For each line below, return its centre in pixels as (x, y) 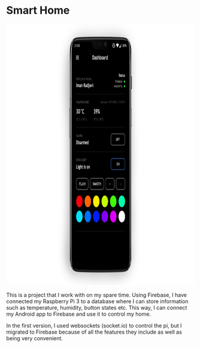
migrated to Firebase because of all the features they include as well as (94, 332)
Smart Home (38, 10)
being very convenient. (34, 338)
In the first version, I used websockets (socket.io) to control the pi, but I (94, 325)
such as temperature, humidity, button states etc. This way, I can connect (97, 307)
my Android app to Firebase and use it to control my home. (79, 314)
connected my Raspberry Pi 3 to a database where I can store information (97, 301)
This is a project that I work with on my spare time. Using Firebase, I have (97, 295)
